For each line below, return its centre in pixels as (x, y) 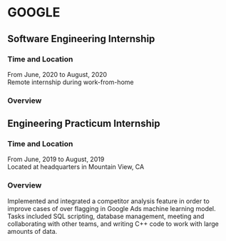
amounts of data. (32, 231)
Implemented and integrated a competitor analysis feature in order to (109, 201)
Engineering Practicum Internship (84, 124)
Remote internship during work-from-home (71, 82)
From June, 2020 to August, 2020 (57, 74)
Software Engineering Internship (81, 39)
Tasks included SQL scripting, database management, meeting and (106, 216)
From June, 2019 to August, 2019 (56, 159)
